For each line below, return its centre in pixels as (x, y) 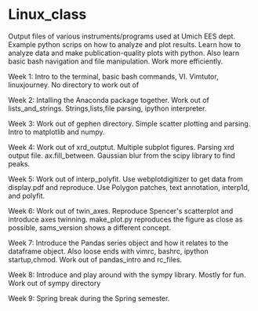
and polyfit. (27, 196)
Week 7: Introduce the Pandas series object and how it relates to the (118, 243)
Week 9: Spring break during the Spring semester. (89, 298)
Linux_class (47, 15)
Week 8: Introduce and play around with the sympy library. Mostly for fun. (127, 274)
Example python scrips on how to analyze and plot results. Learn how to (125, 44)
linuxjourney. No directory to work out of (74, 85)
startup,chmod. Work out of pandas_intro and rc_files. (95, 259)
